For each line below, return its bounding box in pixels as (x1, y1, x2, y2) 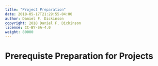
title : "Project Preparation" (5, 7, 66, 12)
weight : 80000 (5, 30, 34, 34)
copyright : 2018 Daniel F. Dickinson (5, 20, 81, 26)
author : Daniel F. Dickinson (5, 16, 64, 21)
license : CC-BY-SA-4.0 (5, 25, 51, 30)
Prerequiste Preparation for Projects (5, 50, 154, 62)
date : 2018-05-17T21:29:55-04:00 (5, 12, 73, 16)
